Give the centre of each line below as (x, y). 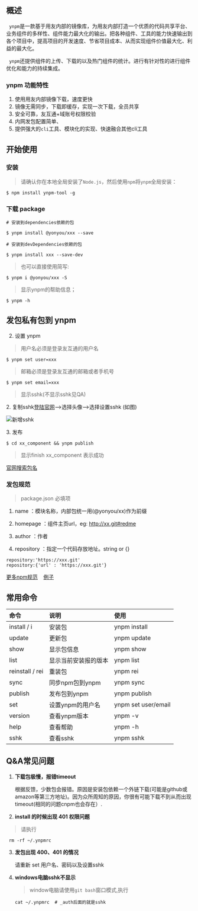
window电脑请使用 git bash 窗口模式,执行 (79, 890)
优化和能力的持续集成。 (35, 68)
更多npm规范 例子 (30, 577)
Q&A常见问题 (30, 761)
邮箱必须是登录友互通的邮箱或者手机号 (67, 371)
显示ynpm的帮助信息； (48, 290)
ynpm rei (126, 672)
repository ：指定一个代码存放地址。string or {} (72, 549)
